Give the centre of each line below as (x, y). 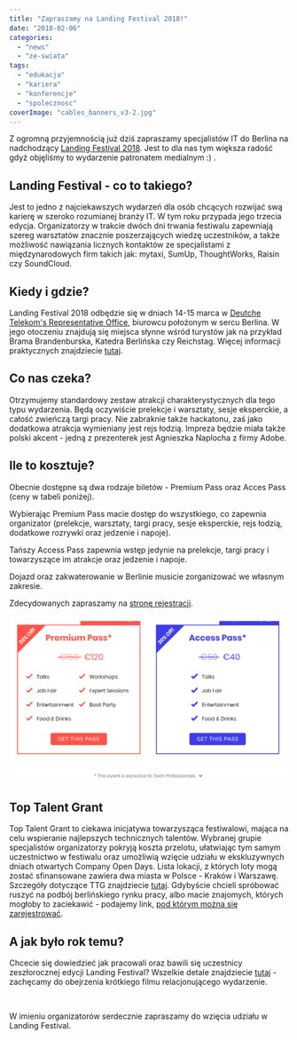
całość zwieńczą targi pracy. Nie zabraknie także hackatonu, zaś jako (136, 418)
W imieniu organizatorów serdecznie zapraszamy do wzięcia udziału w (138, 1016)
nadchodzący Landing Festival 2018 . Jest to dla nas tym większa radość (141, 148)
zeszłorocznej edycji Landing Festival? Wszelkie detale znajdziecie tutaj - (143, 972)
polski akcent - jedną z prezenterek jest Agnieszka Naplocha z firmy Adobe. (148, 437)
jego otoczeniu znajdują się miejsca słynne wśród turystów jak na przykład (145, 332)
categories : (31, 37)
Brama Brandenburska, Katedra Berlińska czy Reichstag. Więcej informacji (145, 341)
